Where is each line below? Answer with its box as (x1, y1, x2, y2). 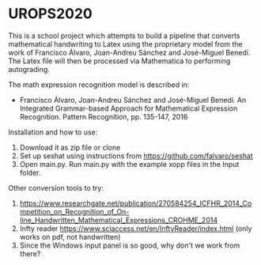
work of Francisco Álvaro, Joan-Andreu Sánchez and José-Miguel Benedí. (8, 47, 251, 57)
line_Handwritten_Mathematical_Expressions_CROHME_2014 (19, 215, 218, 225)
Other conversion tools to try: (8, 183, 104, 192)
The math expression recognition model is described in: (8, 80, 190, 89)
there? (19, 248, 41, 258)
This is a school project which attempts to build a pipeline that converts (8, 31, 240, 40)
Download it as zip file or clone (19, 142, 121, 152)
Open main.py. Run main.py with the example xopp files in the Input (19, 159, 240, 168)
